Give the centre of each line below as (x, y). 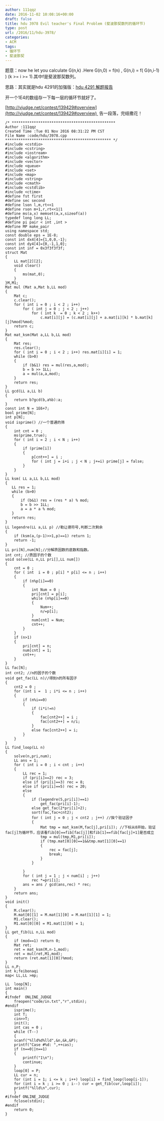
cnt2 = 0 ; (25, 687)
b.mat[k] (144, 318)
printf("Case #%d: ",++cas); (44, 1045)
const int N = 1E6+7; (27, 409)
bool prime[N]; (21, 413)
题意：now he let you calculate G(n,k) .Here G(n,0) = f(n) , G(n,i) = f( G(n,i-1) (82, 70)
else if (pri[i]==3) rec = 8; (54, 782)
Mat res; (23, 344)
